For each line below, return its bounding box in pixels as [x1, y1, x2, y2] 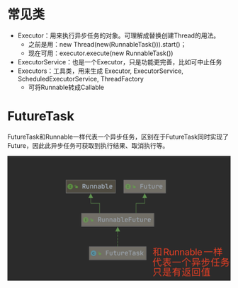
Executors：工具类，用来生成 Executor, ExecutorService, [17, 67, 184, 75]
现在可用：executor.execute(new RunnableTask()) [28, 49, 174, 57]
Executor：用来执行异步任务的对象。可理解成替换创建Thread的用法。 [17, 31, 220, 40]
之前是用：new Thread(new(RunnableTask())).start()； [28, 40, 187, 48]
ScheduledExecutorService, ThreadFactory [17, 74, 144, 83]
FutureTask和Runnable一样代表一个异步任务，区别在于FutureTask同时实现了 [7, 132, 229, 141]
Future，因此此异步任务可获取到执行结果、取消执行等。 [7, 141, 169, 149]
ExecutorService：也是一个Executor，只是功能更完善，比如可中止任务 [17, 57, 222, 66]
